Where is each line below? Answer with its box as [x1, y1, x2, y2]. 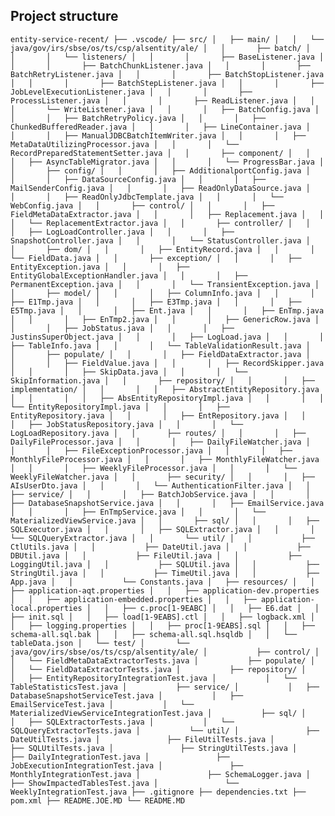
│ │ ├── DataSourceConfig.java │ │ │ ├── [10, 174, 267, 184]
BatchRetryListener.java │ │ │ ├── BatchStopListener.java [10, 69, 325, 79]
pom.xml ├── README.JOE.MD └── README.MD [10, 795, 186, 806]
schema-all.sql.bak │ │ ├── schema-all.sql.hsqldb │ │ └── [10, 629, 298, 639]
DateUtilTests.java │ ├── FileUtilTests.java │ [10, 734, 275, 744]
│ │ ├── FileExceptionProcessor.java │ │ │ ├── [10, 445, 293, 456]
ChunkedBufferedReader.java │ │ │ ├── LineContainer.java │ [10, 122, 311, 132]
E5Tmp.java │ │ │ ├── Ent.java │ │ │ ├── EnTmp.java [10, 305, 325, 316]
